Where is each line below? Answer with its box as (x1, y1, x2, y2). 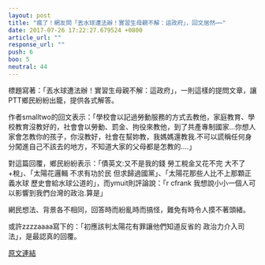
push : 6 (8, 48, 34, 56)
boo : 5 (8, 56, 30, 64)
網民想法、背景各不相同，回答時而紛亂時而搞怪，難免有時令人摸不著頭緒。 (8, 204, 250, 214)
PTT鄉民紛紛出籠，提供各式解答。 (8, 95, 119, 105)
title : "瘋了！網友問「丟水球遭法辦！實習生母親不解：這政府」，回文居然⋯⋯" (8, 19, 226, 27)
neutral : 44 (8, 63, 47, 71)
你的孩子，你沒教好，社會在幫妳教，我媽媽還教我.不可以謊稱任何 (35, 132, 246, 141)
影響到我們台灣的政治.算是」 (14, 188, 108, 197)
